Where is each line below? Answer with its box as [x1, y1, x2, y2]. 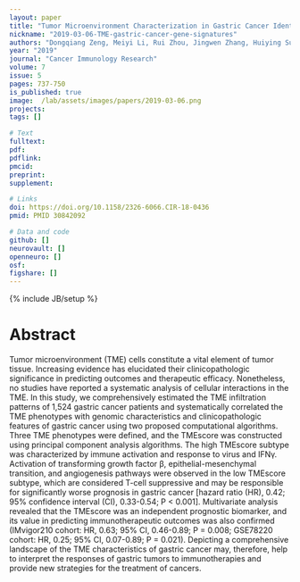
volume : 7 [9, 63, 46, 72]
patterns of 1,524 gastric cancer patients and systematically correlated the [9, 402, 284, 412]
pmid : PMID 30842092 [9, 212, 87, 220]
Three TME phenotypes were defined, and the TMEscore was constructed [9, 430, 283, 441]
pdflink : [9, 154, 42, 162]
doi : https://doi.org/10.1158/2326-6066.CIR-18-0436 [9, 203, 210, 212]
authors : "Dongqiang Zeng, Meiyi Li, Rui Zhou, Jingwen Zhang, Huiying [9, 37, 281, 47]
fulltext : [9, 137, 46, 146]
